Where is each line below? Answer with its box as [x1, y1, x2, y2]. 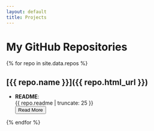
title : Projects [6, 14, 47, 20]
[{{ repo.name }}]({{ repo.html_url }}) [6, 77, 149, 87]
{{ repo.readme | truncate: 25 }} [14, 99, 94, 106]
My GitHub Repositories [6, 40, 128, 54]
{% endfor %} [6, 119, 41, 126]
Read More [17, 107, 43, 114]
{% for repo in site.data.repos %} [6, 60, 88, 67]
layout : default [6, 8, 47, 15]
